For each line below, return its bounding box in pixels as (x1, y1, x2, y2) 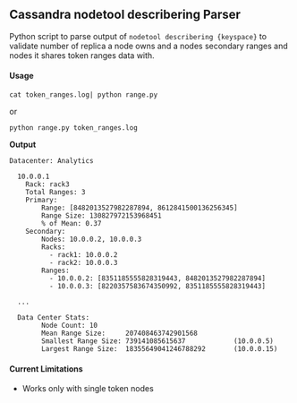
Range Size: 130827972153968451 (41, 211, 163, 220)
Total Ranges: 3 (25, 188, 87, 197)
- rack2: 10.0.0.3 (48, 259, 118, 268)
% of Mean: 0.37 (41, 219, 102, 228)
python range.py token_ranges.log (9, 124, 139, 133)
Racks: (41, 243, 66, 252)
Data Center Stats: (17, 313, 90, 322)
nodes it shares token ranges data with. (9, 49, 155, 61)
